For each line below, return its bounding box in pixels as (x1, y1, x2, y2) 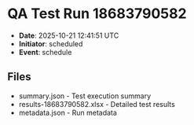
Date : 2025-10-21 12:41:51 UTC (18, 31, 119, 40)
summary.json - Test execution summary (18, 91, 152, 101)
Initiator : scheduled (18, 39, 83, 48)
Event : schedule (18, 47, 72, 57)
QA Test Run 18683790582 (7, 5, 187, 23)
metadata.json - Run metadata (18, 108, 117, 117)
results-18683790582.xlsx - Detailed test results (18, 99, 176, 108)
